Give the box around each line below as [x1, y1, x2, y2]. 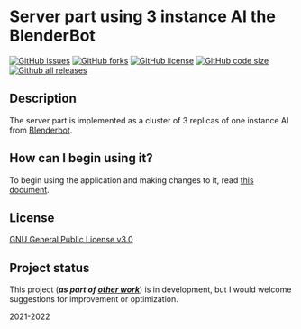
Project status [9, 260, 90, 276]
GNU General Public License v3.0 [9, 234, 133, 245]
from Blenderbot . [9, 124, 73, 135]
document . [9, 184, 50, 195]
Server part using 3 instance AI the [9, 6, 277, 27]
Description [9, 91, 77, 106]
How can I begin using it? [9, 151, 153, 166]
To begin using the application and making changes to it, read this [9, 174, 254, 186]
